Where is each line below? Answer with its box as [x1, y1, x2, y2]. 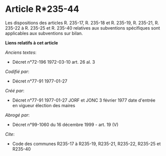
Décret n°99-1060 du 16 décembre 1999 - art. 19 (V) [12, 121, 119, 127]
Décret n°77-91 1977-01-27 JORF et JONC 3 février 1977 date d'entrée [12, 97, 156, 103]
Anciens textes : [5, 49, 37, 55]
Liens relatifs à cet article [5, 39, 58, 45]
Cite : [5, 131, 15, 137]
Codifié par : [5, 68, 30, 75]
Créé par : [5, 87, 25, 93]
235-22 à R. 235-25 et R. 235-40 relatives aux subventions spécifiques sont [5, 25, 161, 31]
